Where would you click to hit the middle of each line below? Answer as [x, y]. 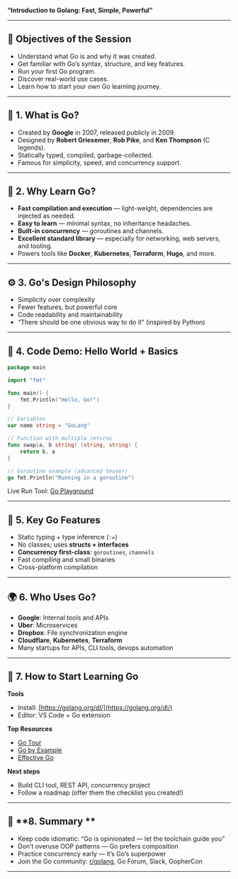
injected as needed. [46, 216]
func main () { [28, 393]
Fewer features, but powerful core [67, 307]
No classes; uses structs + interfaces [73, 544]
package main [27, 368]
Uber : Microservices [47, 625]
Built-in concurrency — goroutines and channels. [91, 231]
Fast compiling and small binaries [66, 560]
